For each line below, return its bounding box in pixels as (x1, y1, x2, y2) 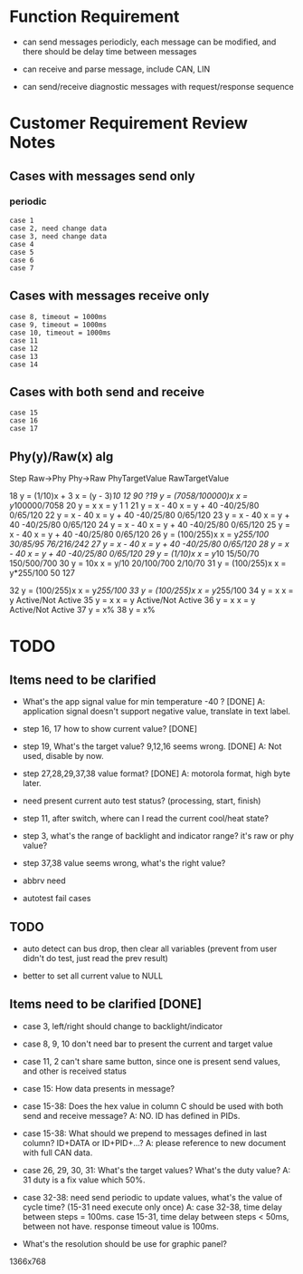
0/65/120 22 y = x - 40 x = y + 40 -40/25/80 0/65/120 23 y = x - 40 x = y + (9, 510, 290, 520)
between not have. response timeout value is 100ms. (22, 1221, 219, 1231)
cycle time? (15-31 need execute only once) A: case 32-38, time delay (22, 1201, 283, 1212)
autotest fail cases (22, 893, 91, 904)
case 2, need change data (9, 224, 107, 233)
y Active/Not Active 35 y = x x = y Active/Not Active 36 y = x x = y (9, 595, 256, 606)
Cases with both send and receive (9, 384, 205, 400)
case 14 (9, 360, 39, 369)
